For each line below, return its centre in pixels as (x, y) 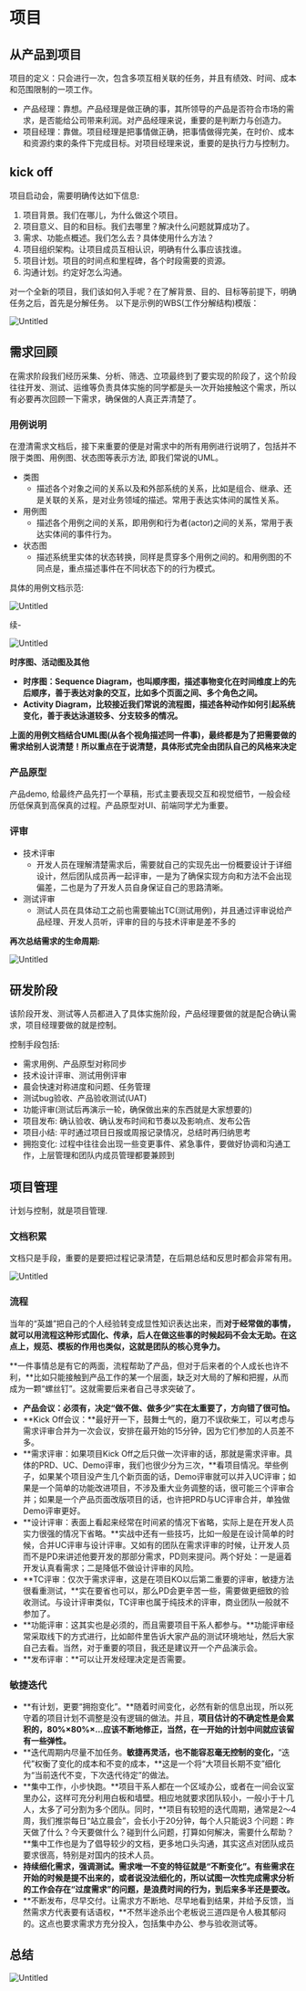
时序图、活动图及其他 (49, 661)
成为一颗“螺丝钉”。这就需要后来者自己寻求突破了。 (105, 1388)
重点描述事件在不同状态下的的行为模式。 (144, 568)
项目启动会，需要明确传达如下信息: (75, 195)
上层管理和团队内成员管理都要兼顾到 (107, 1155)
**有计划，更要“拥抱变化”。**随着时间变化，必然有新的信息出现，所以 (154, 1707)
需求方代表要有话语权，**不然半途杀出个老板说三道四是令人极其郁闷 (158, 1912)
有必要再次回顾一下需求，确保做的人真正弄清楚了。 (105, 398)
